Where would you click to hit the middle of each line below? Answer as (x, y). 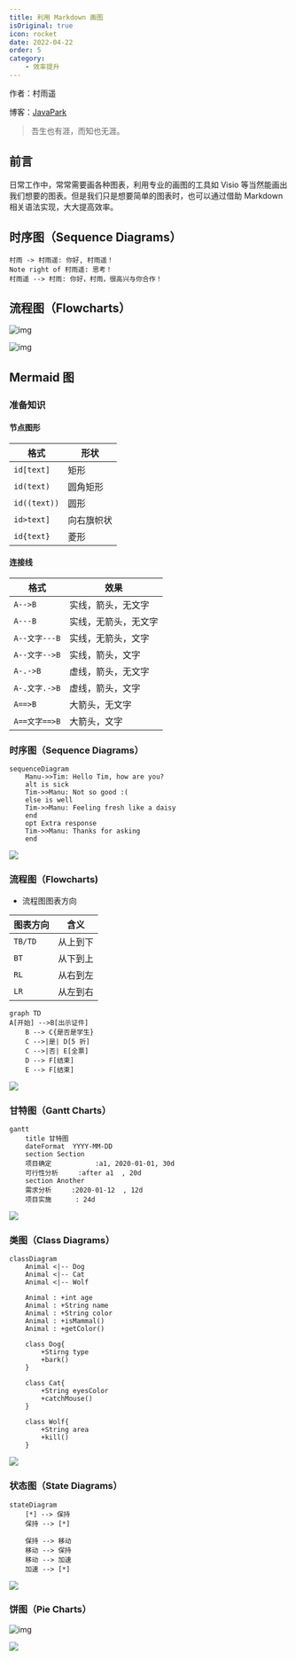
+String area (65, 1430)
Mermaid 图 (42, 377)
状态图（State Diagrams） (66, 1486)
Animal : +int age (59, 1298)
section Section (55, 1154)
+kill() (55, 1437)
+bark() (55, 1360)
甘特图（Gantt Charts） (60, 1110)
